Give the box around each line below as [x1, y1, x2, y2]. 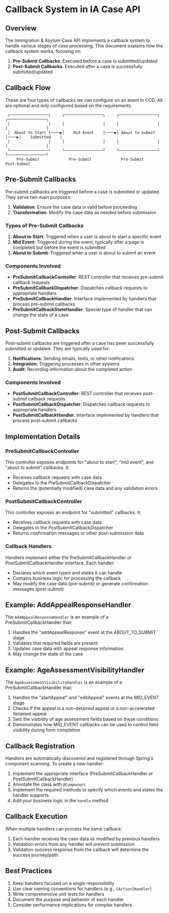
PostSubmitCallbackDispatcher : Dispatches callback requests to [12, 401, 150, 408]
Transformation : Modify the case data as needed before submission [12, 209, 156, 215]
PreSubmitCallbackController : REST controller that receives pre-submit [12, 274, 164, 280]
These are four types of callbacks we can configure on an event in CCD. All [5, 97, 163, 103]
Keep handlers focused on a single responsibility [12, 880, 115, 886]
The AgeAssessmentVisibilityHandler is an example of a [5, 679, 122, 686]
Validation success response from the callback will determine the [12, 846, 149, 852]
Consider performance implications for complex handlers [12, 902, 132, 908]
